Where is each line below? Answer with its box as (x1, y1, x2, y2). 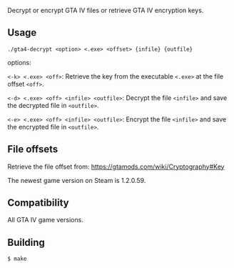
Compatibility (7, 197, 69, 209)
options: (7, 58, 32, 66)
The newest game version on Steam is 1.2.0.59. (7, 176, 146, 184)
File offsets (7, 143, 58, 156)
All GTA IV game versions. (7, 216, 83, 224)
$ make (7, 255, 27, 263)
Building (7, 236, 45, 249)
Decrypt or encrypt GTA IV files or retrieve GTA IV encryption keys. (7, 6, 204, 14)
